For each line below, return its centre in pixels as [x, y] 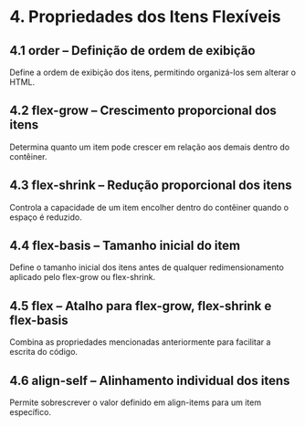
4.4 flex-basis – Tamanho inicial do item [125, 246]
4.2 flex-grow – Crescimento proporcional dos [143, 111]
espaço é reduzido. [46, 217]
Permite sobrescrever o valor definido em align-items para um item [136, 402]
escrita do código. [44, 352]
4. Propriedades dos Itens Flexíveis [145, 17]
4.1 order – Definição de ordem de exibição [132, 51]
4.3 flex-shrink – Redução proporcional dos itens [151, 186]
